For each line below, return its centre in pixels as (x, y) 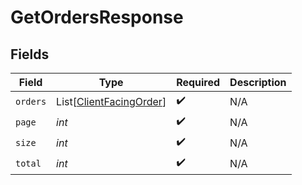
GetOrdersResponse (97, 17)
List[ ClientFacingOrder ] (111, 101)
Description (258, 82)
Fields (30, 54)
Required (198, 82)
